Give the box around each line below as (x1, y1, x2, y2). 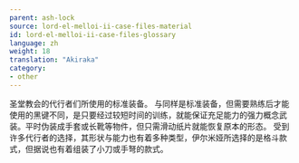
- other (9, 72, 39, 81)
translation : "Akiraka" (9, 55, 100, 64)
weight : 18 (9, 47, 51, 56)
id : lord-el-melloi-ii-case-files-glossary (9, 30, 177, 39)
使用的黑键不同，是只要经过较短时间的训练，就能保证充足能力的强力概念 (9, 110, 279, 120)
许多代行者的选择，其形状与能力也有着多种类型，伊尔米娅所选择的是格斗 (9, 132, 279, 143)
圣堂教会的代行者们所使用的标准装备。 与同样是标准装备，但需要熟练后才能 (9, 98, 290, 109)
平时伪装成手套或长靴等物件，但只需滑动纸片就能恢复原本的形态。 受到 (24, 120, 290, 131)
